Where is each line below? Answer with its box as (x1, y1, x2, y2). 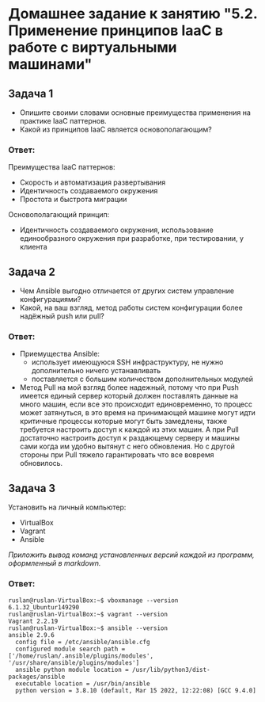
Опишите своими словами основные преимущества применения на (19, 108, 252, 117)
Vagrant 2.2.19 (8, 617, 59, 625)
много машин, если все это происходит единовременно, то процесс (19, 399, 253, 409)
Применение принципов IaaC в (8, 21, 224, 40)
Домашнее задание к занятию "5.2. (8, 5, 258, 23)
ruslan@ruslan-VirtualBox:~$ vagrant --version (8, 610, 168, 618)
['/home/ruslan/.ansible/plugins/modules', (8, 651, 154, 660)
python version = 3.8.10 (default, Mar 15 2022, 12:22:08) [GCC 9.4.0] (15, 686, 257, 694)
